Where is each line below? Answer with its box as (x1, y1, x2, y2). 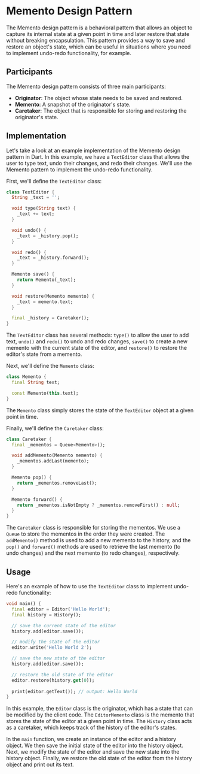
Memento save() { (11, 271, 55, 277)
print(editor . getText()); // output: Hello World (11, 688, 137, 694)
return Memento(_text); (17, 277, 76, 283)
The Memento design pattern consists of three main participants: (6, 83, 166, 90)
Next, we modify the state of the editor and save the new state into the (6, 748, 180, 755)
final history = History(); (11, 612, 82, 618)
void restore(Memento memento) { (11, 293, 95, 299)
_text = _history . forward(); (17, 255, 90, 261)
